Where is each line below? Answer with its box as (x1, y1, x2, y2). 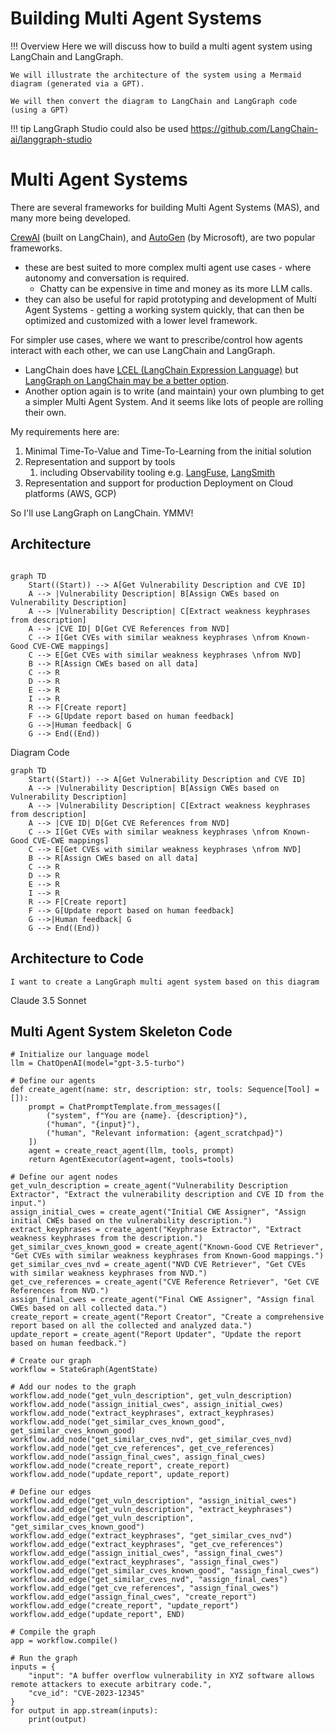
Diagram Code (10, 746, 70, 758)
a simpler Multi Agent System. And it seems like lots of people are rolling (24, 395, 324, 407)
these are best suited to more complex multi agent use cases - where (24, 261, 312, 273)
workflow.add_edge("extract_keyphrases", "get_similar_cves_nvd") (10, 1531, 293, 1541)
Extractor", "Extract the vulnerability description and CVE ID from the (10, 1190, 325, 1200)
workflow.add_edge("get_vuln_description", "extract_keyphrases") (10, 1505, 293, 1515)
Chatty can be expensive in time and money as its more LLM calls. (39, 282, 313, 294)
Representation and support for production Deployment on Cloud (24, 477, 293, 489)
